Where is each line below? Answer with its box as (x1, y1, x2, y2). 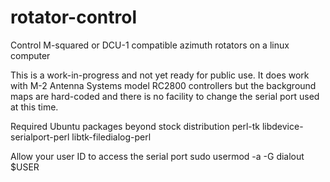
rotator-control (10, 6, 137, 29)
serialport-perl (10, 131, 70, 143)
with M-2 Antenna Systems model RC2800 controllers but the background (10, 79, 317, 91)
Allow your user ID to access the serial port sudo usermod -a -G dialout (10, 150, 305, 162)
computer (10, 49, 51, 61)
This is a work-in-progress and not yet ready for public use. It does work (10, 69, 310, 81)
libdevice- (261, 120, 304, 132)
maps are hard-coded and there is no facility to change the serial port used (10, 90, 320, 102)
